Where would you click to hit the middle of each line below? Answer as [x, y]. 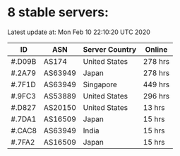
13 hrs [154, 107]
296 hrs [156, 96]
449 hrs [156, 84]
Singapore [100, 84]
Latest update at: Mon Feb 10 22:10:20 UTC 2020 [79, 32]
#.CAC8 [24, 130]
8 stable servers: [58, 12]
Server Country [109, 49]
